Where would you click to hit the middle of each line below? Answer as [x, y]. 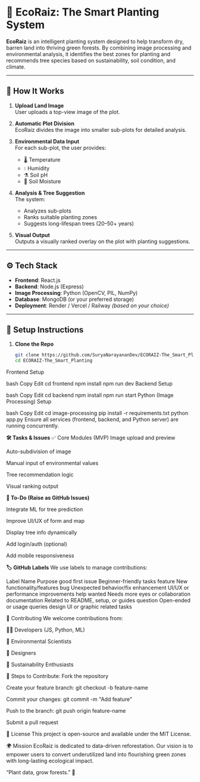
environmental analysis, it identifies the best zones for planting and [88, 54]
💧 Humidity [37, 168]
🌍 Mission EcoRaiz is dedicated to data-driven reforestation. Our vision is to [100, 746]
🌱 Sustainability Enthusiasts [40, 664]
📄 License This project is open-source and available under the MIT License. [99, 734]
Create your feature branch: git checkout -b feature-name [77, 688]
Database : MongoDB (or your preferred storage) [74, 299]
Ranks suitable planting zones [60, 217]
